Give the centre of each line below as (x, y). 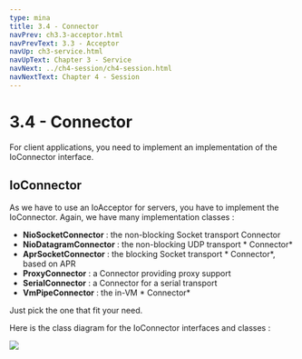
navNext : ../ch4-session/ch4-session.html (91, 69)
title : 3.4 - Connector (54, 26)
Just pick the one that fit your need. (76, 310)
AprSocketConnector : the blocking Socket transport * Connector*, (149, 254)
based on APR (49, 264)
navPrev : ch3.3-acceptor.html (67, 35)
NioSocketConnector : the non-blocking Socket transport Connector (151, 234)
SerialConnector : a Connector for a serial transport (120, 283)
